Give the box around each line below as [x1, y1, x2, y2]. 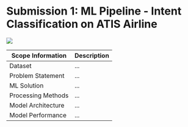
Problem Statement [9, 71, 65, 80]
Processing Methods [9, 91, 69, 100]
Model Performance [9, 111, 67, 119]
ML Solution [9, 81, 44, 89]
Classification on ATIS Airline [6, 17, 157, 31]
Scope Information [11, 51, 67, 60]
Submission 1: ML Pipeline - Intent [6, 4, 182, 18]
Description [74, 51, 110, 60]
